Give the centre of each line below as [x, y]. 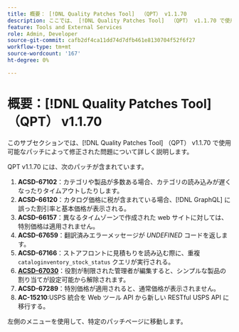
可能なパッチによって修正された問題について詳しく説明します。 [100, 151]
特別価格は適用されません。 [58, 226]
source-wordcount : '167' [44, 54]
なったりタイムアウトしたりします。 [70, 191]
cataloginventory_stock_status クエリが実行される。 [96, 262]
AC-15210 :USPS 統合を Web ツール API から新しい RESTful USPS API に [123, 297]
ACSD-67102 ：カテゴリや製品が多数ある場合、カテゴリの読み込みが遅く [124, 181]
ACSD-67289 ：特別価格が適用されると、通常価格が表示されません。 [119, 288]
